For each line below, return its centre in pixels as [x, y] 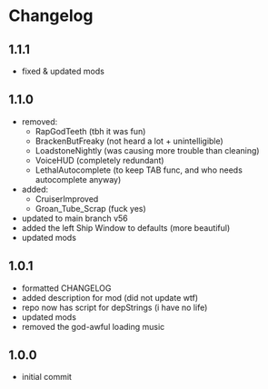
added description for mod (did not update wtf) [110, 297]
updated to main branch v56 [74, 218]
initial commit [46, 377]
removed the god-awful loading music [93, 326]
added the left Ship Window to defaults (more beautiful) [126, 227]
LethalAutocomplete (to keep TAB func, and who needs [139, 170]
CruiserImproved [67, 199]
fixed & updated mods [63, 71]
